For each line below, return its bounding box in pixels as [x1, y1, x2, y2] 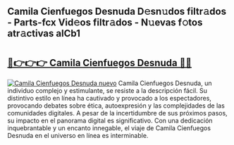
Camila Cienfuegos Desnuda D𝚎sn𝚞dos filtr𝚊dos [7, 6, 227, 18]
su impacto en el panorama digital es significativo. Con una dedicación [7, 116, 213, 125]
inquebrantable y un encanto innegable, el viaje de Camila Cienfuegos [7, 124, 211, 132]
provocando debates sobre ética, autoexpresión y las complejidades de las [7, 101, 226, 110]
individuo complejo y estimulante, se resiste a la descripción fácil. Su [7, 87, 208, 94]
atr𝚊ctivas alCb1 [7, 27, 81, 39]
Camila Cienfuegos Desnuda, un [118, 79, 212, 87]
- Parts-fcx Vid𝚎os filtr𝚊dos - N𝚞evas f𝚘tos [7, 17, 203, 29]
